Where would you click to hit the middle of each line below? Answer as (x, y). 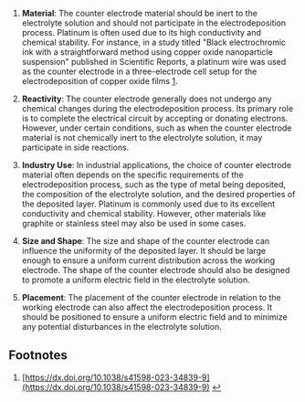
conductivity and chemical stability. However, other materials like (144, 213)
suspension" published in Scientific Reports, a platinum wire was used (154, 62)
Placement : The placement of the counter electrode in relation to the (151, 297)
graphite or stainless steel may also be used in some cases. (134, 223)
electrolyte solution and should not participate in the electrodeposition (154, 23)
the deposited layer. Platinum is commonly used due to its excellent (148, 204)
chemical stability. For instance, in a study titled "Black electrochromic (154, 42)
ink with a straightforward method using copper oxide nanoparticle (147, 52)
